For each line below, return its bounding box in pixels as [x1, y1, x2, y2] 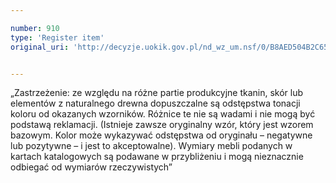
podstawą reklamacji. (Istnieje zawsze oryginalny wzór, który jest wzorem [10, 119, 314, 131]
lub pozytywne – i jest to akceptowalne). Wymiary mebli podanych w [10, 140, 293, 152]
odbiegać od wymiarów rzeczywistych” [10, 161, 173, 173]
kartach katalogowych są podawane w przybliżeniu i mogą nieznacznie [10, 151, 304, 163]
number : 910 [10, 23, 60, 33]
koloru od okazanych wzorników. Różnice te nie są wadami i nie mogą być [10, 108, 316, 120]
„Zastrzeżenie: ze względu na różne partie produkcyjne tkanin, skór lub [10, 87, 304, 99]
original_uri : [10, 42, 70, 52]
